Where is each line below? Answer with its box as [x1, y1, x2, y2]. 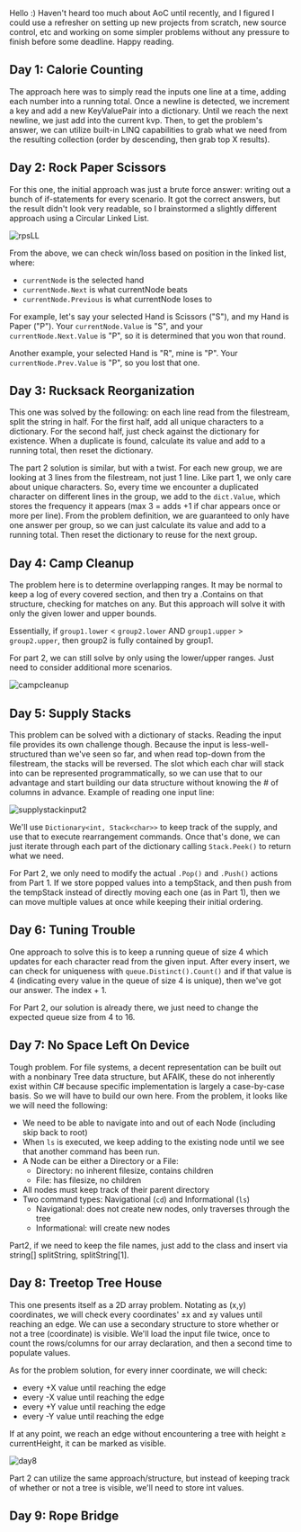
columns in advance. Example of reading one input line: [9, 787, 215, 798]
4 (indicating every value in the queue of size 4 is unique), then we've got [9, 975, 282, 986]
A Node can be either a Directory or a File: [22, 1155, 179, 1166]
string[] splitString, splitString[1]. [9, 1250, 129, 1260]
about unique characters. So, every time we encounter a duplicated [9, 481, 259, 493]
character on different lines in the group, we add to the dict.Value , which [9, 491, 281, 502]
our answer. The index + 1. [9, 984, 108, 995]
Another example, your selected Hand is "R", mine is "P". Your [9, 347, 238, 358]
